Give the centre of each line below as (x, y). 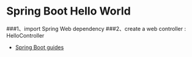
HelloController (25, 35)
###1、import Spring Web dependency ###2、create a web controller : (96, 29)
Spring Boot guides (39, 47)
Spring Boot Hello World (69, 11)
